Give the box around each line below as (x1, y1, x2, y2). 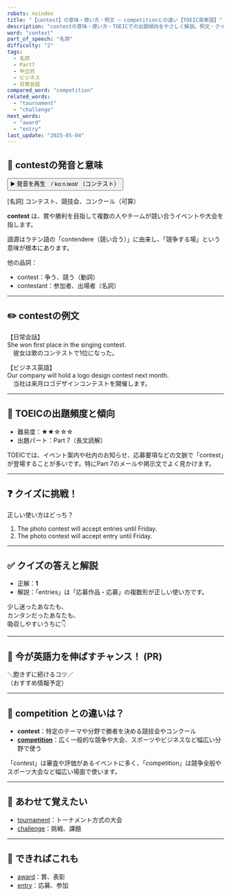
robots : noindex (7, 10, 54, 17)
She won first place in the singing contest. (7, 340, 126, 349)
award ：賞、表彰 (16, 873, 65, 881)
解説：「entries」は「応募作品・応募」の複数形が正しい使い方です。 (16, 588, 208, 596)
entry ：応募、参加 (16, 881, 69, 889)
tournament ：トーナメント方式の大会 (16, 815, 122, 824)
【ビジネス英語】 (7, 363, 56, 371)
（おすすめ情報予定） (7, 679, 67, 687)
